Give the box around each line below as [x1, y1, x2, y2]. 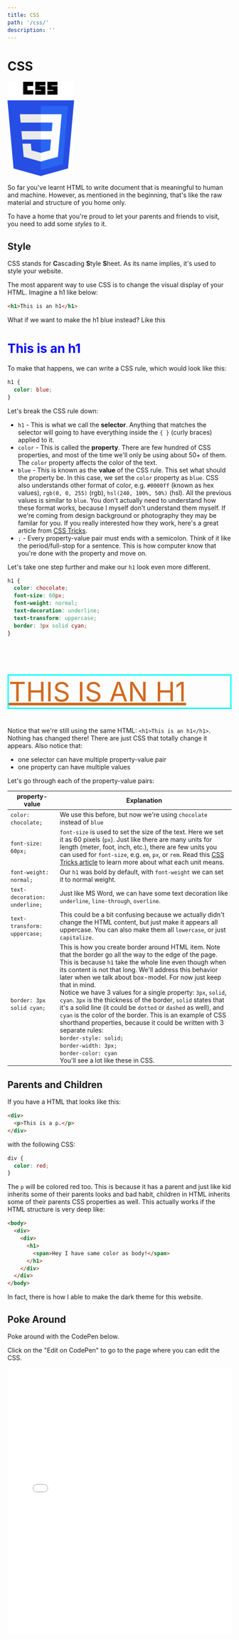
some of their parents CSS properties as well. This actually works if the [7, 1198, 216, 1206]
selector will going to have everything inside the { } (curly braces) [17, 427, 213, 437]
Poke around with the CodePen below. [7, 1332, 119, 1341]
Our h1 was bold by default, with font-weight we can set [59, 868, 224, 876]
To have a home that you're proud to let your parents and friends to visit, [7, 212, 220, 220]
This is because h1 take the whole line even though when [59, 957, 226, 967]
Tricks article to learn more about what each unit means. [59, 858, 225, 866]
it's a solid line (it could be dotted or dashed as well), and [59, 1003, 224, 1011]
